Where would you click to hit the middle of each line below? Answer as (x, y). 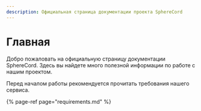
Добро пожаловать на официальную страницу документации (86, 59)
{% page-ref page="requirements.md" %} (59, 101)
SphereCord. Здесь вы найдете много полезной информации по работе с (101, 65)
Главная (28, 42)
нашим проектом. (29, 72)
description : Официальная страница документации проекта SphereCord (94, 12)
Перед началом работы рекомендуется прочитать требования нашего (98, 83)
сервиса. (18, 90)
